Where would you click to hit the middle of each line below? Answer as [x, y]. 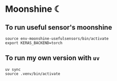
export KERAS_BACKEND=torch [34, 43]
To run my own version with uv [52, 58]
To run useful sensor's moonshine [58, 27]
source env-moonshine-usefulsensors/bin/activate [57, 39]
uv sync [13, 69]
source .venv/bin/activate [33, 74]
